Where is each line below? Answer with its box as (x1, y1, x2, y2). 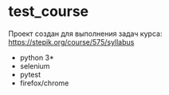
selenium (19, 61, 50, 70)
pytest (19, 69, 41, 79)
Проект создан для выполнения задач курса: (8, 29, 163, 38)
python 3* (19, 53, 54, 62)
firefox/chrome (19, 78, 69, 88)
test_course (8, 2, 89, 21)
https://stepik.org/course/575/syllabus (8, 37, 135, 46)
